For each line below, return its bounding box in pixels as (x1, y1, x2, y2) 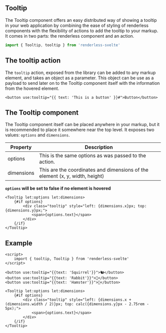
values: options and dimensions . (5, 132, 70, 138)
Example (5, 239, 33, 247)
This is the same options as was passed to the (39, 152, 146, 159)
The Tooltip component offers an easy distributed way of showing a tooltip (5, 17, 157, 23)
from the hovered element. (5, 85, 59, 91)
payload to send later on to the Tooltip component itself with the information (5, 80, 160, 86)
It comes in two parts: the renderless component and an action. (5, 33, 134, 39)
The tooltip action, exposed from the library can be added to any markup (5, 69, 156, 75)
